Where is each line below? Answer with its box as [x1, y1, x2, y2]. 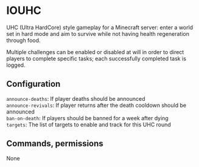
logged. [6, 61, 26, 69]
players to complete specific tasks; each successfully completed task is [6, 55, 187, 62]
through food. [6, 36, 41, 44]
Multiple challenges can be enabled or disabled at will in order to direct [6, 48, 184, 55]
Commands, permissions [6, 138, 103, 149]
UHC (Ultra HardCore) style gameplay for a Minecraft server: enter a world [6, 24, 194, 31]
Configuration [6, 79, 61, 89]
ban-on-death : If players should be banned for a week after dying [6, 114, 169, 121]
